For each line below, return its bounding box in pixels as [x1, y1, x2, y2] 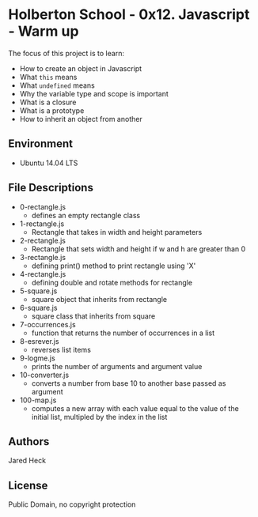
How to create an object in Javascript [19, 63, 142, 73]
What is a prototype [19, 105, 85, 115]
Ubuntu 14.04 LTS [19, 158, 78, 168]
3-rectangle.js [19, 252, 66, 262]
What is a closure [19, 97, 77, 107]
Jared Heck [8, 456, 46, 466]
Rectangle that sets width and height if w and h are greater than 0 [31, 243, 246, 254]
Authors [8, 435, 50, 448]
